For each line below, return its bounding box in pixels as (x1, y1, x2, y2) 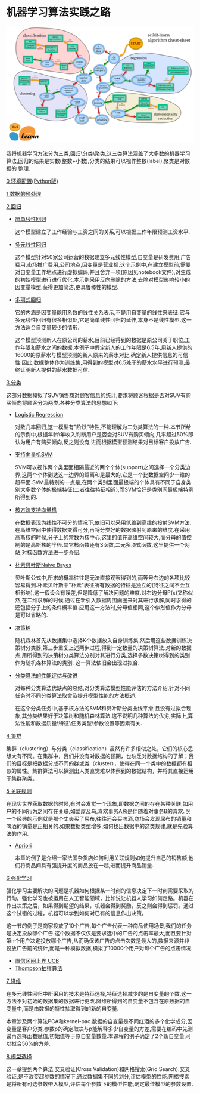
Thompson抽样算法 (14, 965, 62, 972)
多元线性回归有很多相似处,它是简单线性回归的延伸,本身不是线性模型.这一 (14, 316, 192, 323)
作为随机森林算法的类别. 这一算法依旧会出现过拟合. (14, 659, 140, 666)
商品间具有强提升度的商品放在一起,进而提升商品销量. (25, 861, 154, 869)
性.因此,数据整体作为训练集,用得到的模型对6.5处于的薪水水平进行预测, (14, 359, 186, 366)
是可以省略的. (14, 611, 48, 618)
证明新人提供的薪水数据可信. (20, 366, 90, 373)
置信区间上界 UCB (14, 957, 60, 964)
